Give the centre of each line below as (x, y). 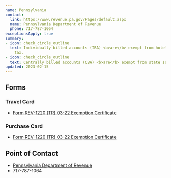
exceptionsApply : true (29, 34)
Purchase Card (24, 126)
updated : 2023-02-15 (27, 67)
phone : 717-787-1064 (32, 29)
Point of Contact (32, 153)
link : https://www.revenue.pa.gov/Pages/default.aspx (68, 19)
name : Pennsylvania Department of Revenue (55, 24)
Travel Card (20, 102)
